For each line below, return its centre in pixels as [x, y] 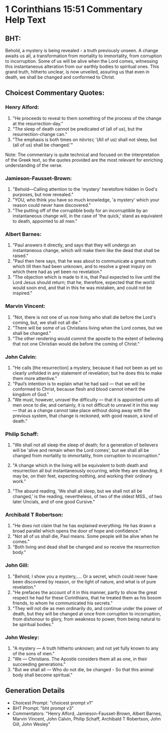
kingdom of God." [31, 394]
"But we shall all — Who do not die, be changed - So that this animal [83, 670]
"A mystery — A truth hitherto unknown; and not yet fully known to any [86, 648]
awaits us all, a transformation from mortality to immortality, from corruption [83, 56]
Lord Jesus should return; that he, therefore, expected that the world [83, 283]
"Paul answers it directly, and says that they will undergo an [74, 245]
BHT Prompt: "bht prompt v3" [43, 708]
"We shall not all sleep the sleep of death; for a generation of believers [85, 445]
